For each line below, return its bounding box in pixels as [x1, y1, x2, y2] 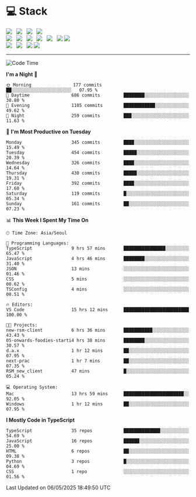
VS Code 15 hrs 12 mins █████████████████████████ [6, 306, 190, 313]
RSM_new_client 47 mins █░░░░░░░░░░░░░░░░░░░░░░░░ [6, 368, 190, 374]
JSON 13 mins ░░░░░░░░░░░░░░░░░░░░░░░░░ [6, 265, 190, 272]
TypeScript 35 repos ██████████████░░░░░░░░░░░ [6, 427, 190, 433]
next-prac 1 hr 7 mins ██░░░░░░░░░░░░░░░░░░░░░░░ [6, 358, 190, 364]
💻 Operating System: [6, 384, 58, 390]
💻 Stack [6, 5, 48, 18]
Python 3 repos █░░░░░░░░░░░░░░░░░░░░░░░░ [6, 458, 190, 464]
